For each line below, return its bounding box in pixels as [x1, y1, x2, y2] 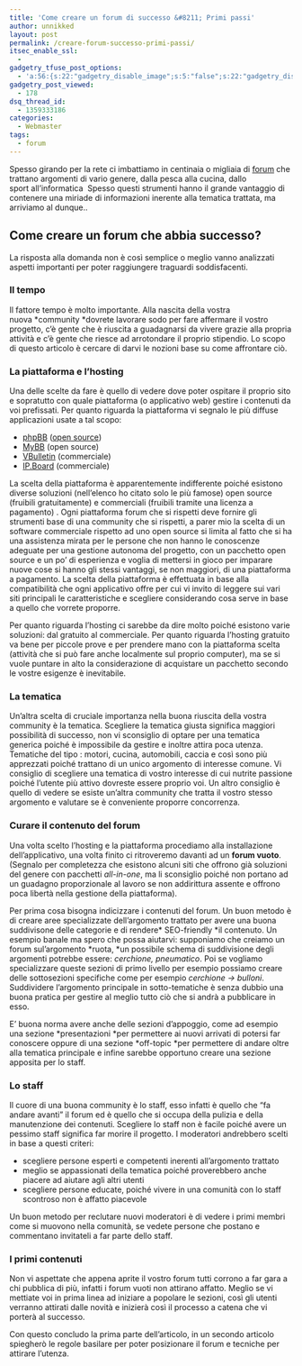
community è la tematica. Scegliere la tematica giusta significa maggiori [9, 720, 276, 731]
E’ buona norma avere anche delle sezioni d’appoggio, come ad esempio [9, 1018, 279, 1029]
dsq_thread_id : [9, 96, 67, 106]
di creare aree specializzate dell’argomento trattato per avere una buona [9, 915, 277, 925]
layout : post [9, 30, 58, 39]
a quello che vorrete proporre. [9, 603, 121, 614]
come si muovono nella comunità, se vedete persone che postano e [9, 1221, 261, 1232]
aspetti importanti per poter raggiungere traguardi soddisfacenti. [9, 261, 249, 272]
